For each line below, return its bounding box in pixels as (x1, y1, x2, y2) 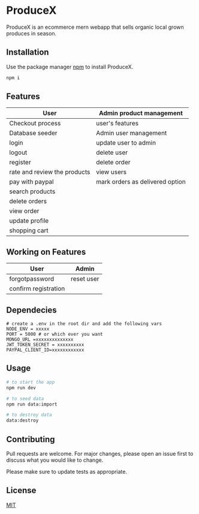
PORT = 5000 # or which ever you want (6, 331, 103, 338)
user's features (95, 119, 139, 128)
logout (9, 148, 28, 157)
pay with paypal (9, 178, 54, 186)
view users (95, 168, 127, 176)
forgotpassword (9, 275, 55, 283)
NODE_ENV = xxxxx (6, 326, 50, 332)
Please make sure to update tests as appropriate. (6, 468, 128, 475)
